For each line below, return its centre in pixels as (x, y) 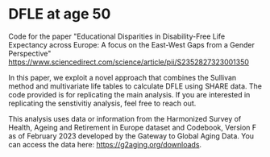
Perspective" (30, 53)
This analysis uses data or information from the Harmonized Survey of (125, 118)
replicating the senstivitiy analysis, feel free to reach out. (102, 103)
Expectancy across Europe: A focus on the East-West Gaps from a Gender (132, 44)
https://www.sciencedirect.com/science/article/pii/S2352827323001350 (129, 62)
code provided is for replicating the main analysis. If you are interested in (129, 94)
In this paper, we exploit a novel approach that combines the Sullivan (123, 77)
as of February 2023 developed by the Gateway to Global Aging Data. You (131, 136)
